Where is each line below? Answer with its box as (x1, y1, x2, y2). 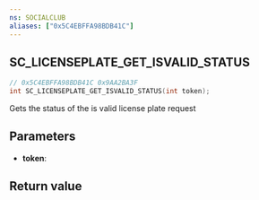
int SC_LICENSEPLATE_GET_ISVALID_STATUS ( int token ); (9, 87, 211, 96)
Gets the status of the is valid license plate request (9, 103, 196, 114)
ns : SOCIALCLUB (9, 13, 66, 22)
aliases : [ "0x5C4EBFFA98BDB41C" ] (9, 22, 134, 30)
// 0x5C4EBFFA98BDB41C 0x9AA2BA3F (9, 78, 139, 88)
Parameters (9, 129, 76, 144)
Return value (9, 178, 82, 194)
